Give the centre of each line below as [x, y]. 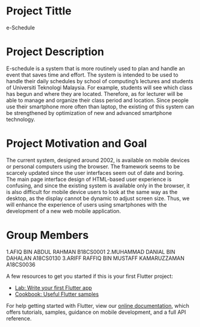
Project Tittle [39, 11]
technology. [21, 119]
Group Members [47, 235]
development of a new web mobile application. [64, 211]
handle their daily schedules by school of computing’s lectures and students [100, 81]
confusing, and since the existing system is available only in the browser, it [98, 185]
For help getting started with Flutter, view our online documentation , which [98, 305]
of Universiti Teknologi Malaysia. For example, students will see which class [99, 87]
